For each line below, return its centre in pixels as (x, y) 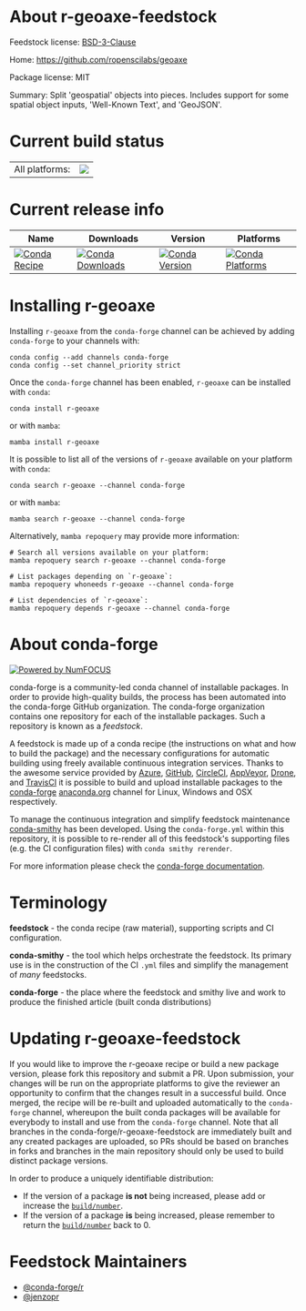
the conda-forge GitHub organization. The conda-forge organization (138, 706)
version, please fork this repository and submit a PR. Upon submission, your (152, 1073)
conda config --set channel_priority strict (95, 365)
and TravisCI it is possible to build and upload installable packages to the (146, 782)
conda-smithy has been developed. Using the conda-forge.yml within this (147, 828)
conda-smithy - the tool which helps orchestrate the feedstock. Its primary (151, 955)
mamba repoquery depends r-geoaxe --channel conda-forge (120, 608)
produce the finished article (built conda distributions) (111, 1001)
